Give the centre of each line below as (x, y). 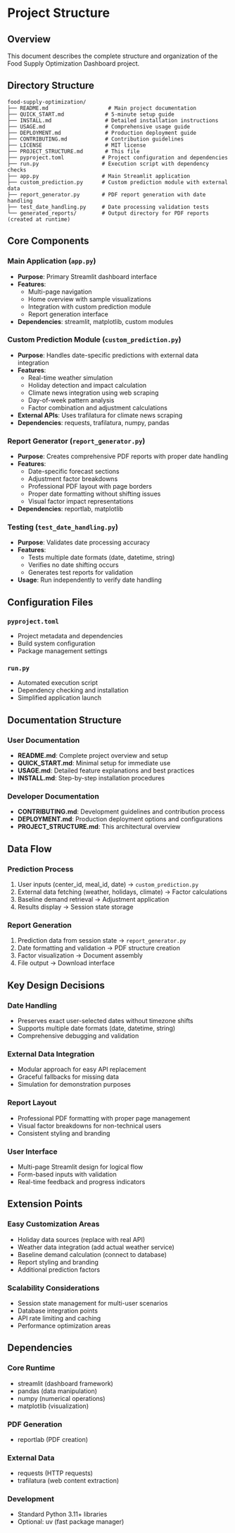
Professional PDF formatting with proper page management (104, 1118)
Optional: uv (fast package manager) (71, 1522)
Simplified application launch (59, 698)
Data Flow (30, 849)
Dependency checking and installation (73, 691)
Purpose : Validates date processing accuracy (83, 542)
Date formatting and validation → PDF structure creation (99, 948)
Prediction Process (40, 869)
